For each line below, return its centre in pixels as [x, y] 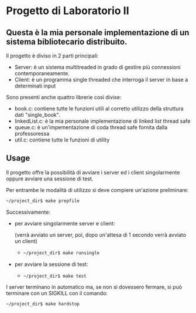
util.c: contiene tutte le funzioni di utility [62, 140]
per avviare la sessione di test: [51, 264]
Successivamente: [28, 212]
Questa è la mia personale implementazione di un [98, 33]
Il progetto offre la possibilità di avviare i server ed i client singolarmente [93, 172]
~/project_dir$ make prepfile [43, 201]
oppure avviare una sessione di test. [50, 179]
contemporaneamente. [42, 73]
